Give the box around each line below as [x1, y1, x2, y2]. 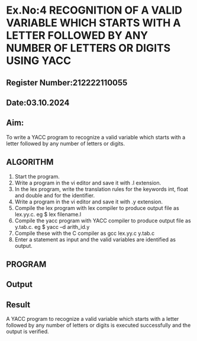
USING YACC [6, 54, 72, 68]
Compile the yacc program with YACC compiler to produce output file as [14, 217, 191, 224]
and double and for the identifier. [14, 192, 95, 199]
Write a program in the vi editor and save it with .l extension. [14, 179, 162, 186]
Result [6, 299, 31, 310]
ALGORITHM [6, 157, 54, 167]
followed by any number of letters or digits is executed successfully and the [6, 321, 191, 329]
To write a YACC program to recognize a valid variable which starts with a [6, 133, 186, 141]
